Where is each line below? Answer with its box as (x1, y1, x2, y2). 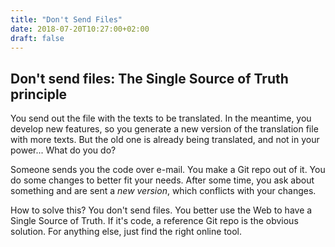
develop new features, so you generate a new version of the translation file (10, 123, 319, 135)
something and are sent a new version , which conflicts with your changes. (10, 185, 317, 197)
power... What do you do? (10, 144, 117, 156)
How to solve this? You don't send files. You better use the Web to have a (10, 204, 313, 216)
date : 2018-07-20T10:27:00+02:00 (10, 24, 150, 34)
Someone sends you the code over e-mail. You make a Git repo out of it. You (10, 164, 326, 176)
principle (10, 86, 68, 103)
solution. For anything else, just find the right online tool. (10, 226, 243, 238)
